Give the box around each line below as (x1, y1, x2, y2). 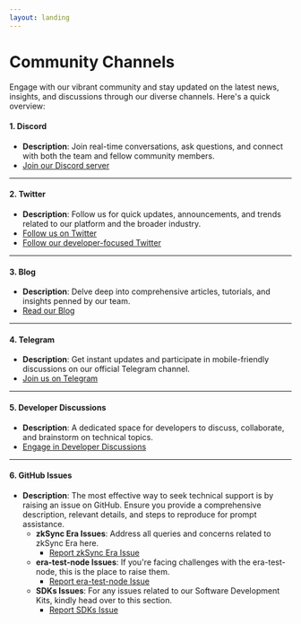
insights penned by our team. (21, 296, 131, 307)
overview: (9, 100, 47, 111)
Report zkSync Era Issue (48, 547, 141, 558)
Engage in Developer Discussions (21, 441, 147, 452)
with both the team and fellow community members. (21, 150, 215, 161)
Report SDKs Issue (48, 604, 119, 615)
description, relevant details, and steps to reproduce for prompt (21, 508, 257, 520)
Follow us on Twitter (21, 228, 97, 238)
